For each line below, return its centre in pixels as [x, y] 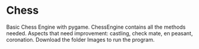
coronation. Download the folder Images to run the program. [80, 39]
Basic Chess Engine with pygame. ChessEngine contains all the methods [96, 27]
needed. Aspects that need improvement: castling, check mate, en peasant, [99, 33]
